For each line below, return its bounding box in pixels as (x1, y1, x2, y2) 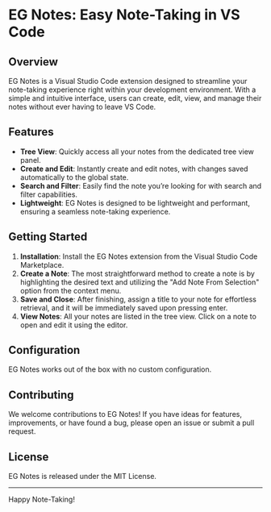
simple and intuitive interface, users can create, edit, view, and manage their (8, 94, 262, 102)
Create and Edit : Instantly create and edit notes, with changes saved (19, 164, 248, 173)
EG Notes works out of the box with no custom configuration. (8, 364, 212, 374)
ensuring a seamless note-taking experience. (19, 206, 171, 216)
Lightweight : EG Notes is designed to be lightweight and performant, (19, 198, 250, 207)
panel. (19, 155, 42, 164)
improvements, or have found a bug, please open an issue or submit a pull (8, 418, 255, 428)
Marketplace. (19, 260, 65, 269)
